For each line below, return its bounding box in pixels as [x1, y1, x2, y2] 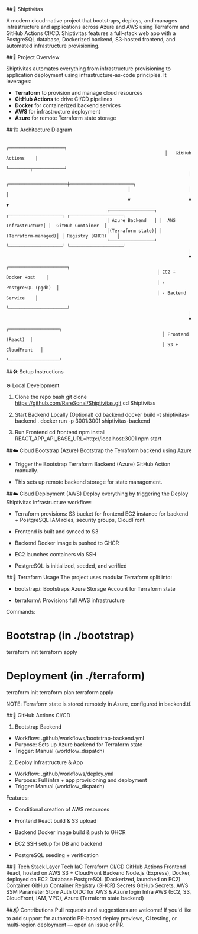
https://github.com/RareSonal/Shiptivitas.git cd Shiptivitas [14, 400, 156, 407]
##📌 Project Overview [6, 54, 60, 60]
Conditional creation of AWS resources [14, 806, 110, 813]
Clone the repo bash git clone [14, 394, 87, 400]
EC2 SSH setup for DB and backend [14, 840, 102, 847]
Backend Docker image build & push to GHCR [14, 829, 126, 836]
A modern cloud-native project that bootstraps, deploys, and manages [6, 17, 177, 24]
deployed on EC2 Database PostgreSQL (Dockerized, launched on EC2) [6, 875, 181, 883]
